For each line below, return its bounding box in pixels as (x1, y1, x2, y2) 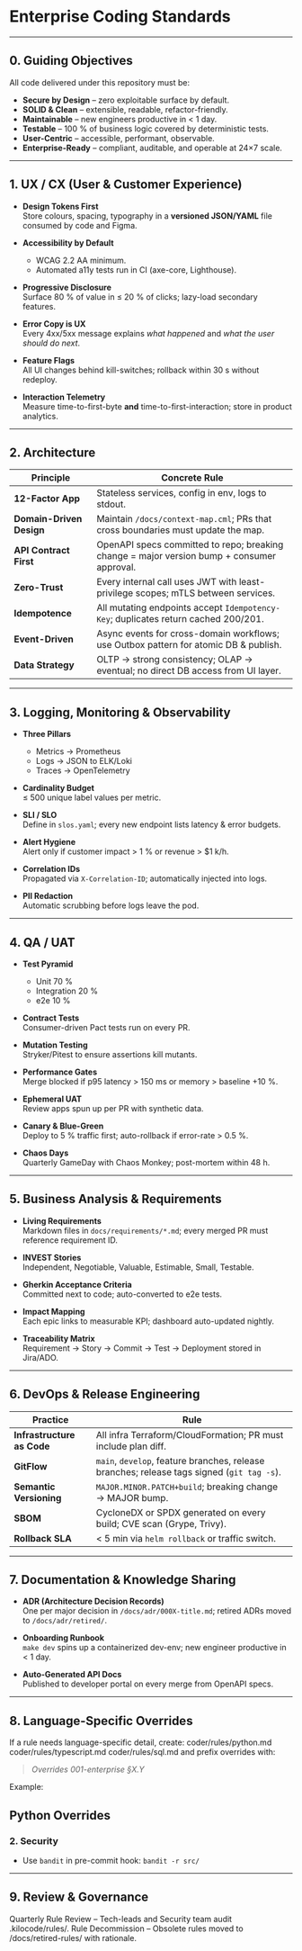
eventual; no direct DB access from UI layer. (96, 664, 281, 677)
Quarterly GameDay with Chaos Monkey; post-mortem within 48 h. (22, 1157, 271, 1167)
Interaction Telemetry (22, 391, 106, 402)
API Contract (13, 544, 70, 557)
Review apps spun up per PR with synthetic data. (22, 1103, 204, 1113)
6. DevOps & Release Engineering (9, 1387, 200, 1402)
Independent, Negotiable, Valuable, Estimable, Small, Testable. (22, 1262, 254, 1272)
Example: (9, 1782, 44, 1793)
